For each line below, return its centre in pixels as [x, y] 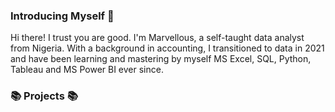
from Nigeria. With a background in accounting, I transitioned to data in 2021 [167, 48]
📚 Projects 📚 [44, 96]
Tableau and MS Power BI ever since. [87, 70]
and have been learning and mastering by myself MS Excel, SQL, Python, [161, 59]
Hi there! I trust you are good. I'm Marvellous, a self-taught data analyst [157, 38]
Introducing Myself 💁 [62, 16]
